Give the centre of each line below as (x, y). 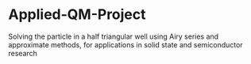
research (23, 53)
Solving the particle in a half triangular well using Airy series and (114, 36)
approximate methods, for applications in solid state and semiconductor (126, 44)
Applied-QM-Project (77, 15)
